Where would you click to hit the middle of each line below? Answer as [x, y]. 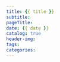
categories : [21, 50]
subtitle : [18, 17]
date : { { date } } [28, 28]
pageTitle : [20, 22]
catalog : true [24, 34]
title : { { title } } [30, 12]
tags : [13, 45]
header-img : [21, 39]
